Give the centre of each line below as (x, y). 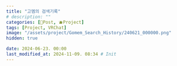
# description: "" (28, 17)
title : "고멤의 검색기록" (33, 11)
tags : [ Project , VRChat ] (36, 27)
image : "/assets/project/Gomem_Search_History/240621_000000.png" (89, 33)
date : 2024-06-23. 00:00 (36, 49)
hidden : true (22, 38)
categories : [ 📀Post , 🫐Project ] (45, 22)
